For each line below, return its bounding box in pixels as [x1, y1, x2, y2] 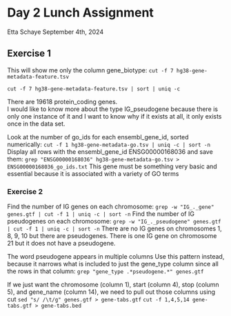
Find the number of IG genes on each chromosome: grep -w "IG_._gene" [7, 202, 214, 211]
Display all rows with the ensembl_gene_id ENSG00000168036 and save [7, 147, 214, 156]
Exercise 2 [7, 186, 43, 196]
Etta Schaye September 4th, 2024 [7, 28, 104, 36]
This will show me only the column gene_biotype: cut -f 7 [7, 66, 174, 74]
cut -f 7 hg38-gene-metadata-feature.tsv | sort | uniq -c [7, 85, 181, 92]
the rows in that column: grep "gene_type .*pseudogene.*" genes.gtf [7, 267, 204, 275]
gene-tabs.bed [41, 302, 81, 310]
